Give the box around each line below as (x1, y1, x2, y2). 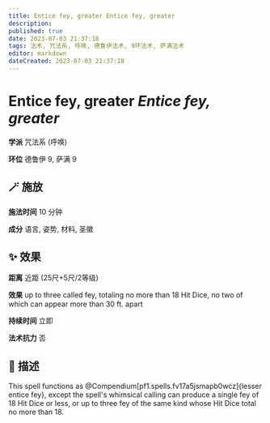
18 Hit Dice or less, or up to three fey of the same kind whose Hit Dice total (8, 399, 257, 408)
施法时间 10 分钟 (8, 207, 63, 216)
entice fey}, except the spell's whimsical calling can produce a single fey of (8, 390, 259, 399)
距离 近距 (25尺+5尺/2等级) (8, 273, 99, 283)
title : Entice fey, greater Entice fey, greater (8, 11, 175, 20)
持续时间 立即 (8, 316, 53, 326)
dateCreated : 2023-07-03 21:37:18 (8, 58, 125, 66)
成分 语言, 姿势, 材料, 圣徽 (8, 224, 94, 233)
